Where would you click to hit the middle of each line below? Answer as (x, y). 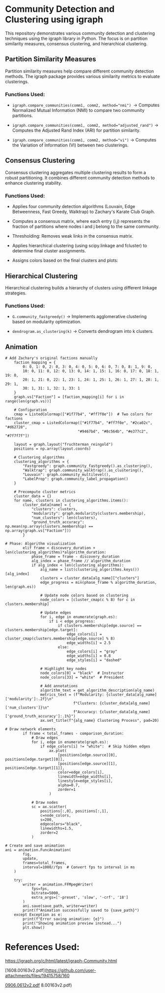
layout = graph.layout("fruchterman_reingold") (63, 445)
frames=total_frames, (45, 863)
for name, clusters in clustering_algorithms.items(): (71, 501)
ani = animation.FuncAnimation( (38, 850)
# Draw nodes (44, 803)
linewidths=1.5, (57, 829)
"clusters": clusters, (55, 509)
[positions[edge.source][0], (88, 755)
